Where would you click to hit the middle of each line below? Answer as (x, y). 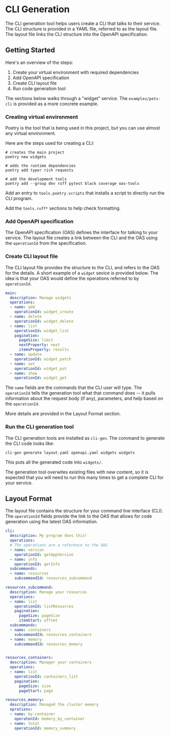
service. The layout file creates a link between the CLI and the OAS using (81, 238)
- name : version (27, 550)
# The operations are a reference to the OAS (59, 545)
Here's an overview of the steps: (39, 62)
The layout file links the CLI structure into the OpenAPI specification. (77, 34)
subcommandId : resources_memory (48, 644)
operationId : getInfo (37, 564)
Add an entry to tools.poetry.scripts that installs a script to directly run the (85, 193)
